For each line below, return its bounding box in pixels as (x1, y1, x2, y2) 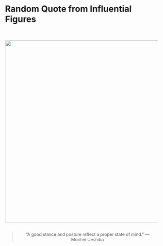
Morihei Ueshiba (71, 236, 104, 242)
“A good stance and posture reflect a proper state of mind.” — (26, 231, 149, 237)
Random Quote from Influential (5, 3, 132, 15)
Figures (5, 14, 36, 25)
